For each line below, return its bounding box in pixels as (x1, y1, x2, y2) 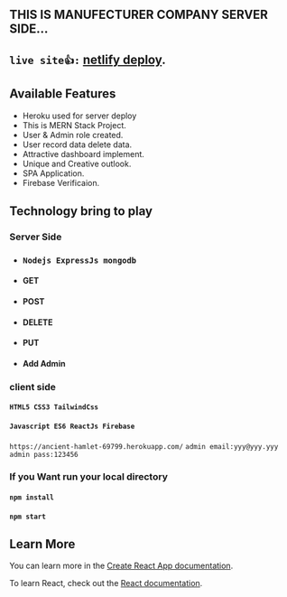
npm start (9, 512, 47, 521)
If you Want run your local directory (9, 471, 169, 483)
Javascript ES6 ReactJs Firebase (9, 422, 135, 431)
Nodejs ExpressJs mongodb (22, 255, 137, 266)
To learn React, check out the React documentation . (9, 578, 203, 589)
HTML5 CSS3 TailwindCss (9, 403, 99, 412)
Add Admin (22, 358, 66, 368)
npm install (9, 493, 54, 502)
